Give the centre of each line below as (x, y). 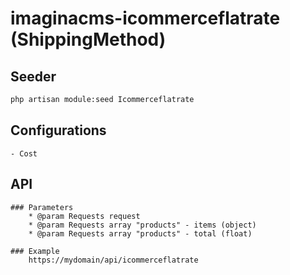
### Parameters (42, 207)
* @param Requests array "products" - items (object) (142, 225)
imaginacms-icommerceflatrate (145, 18)
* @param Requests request (84, 216)
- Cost (24, 153)
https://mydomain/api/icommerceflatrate (113, 260)
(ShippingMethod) (88, 39)
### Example (35, 251)
